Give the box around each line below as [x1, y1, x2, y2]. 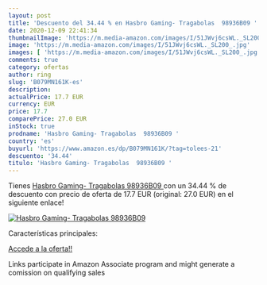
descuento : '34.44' [8, 152, 73, 160]
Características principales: [8, 229, 98, 238]
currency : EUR [8, 100, 56, 108]
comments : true [8, 56, 59, 64]
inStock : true [8, 122, 56, 130]
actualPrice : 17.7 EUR [8, 93, 83, 101]
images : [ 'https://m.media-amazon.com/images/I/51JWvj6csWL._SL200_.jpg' [8, 48, 261, 56]
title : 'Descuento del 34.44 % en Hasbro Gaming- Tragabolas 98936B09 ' [8, 19, 258, 27]
